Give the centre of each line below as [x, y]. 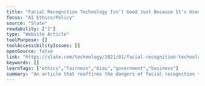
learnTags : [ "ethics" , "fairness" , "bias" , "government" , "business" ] [92, 68]
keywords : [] [23, 62]
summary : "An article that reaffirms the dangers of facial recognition [101, 74]
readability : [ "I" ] [31, 29]
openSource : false [30, 51]
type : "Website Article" [38, 35]
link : [13, 57]
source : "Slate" [27, 23]
